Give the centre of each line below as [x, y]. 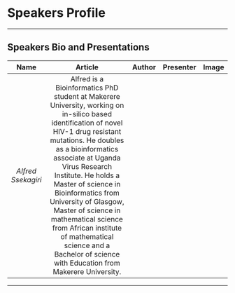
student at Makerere [87, 96]
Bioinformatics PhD [87, 88]
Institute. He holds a [87, 175]
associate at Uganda [87, 158]
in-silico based [87, 114]
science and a [87, 245]
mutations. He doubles [87, 140]
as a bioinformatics [87, 149]
